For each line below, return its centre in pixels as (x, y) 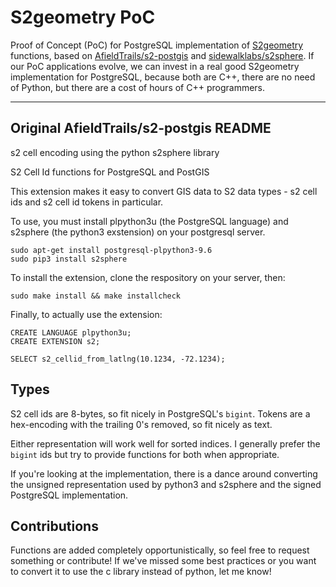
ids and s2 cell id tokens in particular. (87, 202)
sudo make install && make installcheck (96, 296)
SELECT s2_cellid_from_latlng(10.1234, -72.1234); (118, 359)
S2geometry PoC (83, 17)
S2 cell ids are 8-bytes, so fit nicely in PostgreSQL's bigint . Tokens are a (160, 413)
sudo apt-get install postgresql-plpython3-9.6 (111, 250)
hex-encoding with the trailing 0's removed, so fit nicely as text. (141, 424)
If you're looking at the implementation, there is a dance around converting (164, 473)
